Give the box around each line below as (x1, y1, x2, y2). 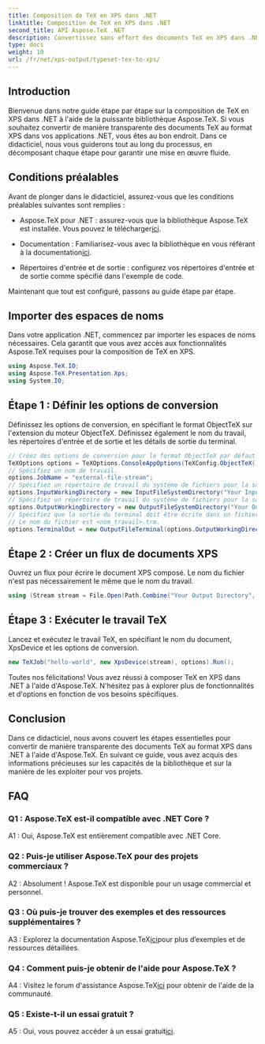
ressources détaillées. (8, 943, 80, 952)
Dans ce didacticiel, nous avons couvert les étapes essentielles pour (8, 733, 231, 742)
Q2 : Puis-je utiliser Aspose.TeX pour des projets (8, 851, 199, 862)
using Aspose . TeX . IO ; (8, 362, 80, 370)
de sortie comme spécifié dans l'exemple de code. (19, 271, 184, 280)
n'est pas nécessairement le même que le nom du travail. (8, 576, 194, 586)
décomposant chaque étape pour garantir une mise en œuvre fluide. (8, 148, 231, 157)
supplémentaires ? (8, 917, 81, 928)
